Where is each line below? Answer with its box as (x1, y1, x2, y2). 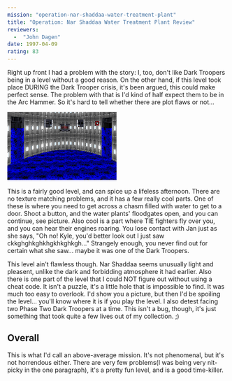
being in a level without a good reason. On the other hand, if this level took (7, 76, 222, 84)
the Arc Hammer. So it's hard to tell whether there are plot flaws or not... (7, 98, 215, 106)
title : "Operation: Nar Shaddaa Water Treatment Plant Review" (7, 18, 196, 26)
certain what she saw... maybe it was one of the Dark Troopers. (7, 247, 190, 254)
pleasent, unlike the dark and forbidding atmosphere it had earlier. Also (7, 268, 212, 275)
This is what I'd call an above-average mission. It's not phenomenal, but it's (7, 350, 225, 359)
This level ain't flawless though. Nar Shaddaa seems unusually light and (7, 260, 214, 268)
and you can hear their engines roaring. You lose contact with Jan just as (7, 224, 218, 232)
